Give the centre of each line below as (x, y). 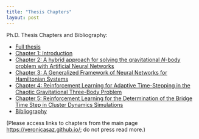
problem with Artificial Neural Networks (65, 66)
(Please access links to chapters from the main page (72, 123)
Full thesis (28, 47)
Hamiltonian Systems (42, 79)
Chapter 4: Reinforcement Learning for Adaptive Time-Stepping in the (103, 85)
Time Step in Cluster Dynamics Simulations (69, 104)
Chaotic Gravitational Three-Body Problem (68, 92)
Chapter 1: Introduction (44, 53)
